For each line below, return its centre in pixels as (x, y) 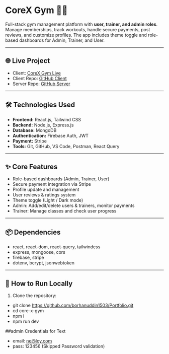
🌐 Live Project (28, 61)
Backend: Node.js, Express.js (43, 125)
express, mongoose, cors (39, 252)
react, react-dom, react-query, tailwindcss (56, 247)
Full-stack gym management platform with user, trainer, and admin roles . (81, 24)
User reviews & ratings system (44, 195)
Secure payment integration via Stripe (52, 184)
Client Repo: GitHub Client (39, 78)
